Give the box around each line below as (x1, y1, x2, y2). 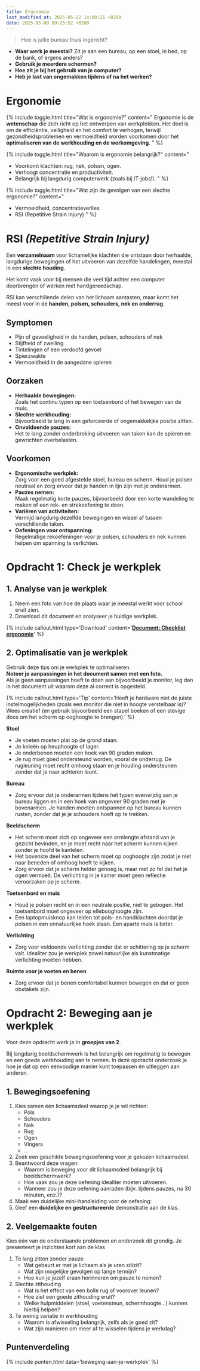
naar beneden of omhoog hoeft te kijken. (14, 858, 115, 866)
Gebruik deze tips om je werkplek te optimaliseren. (6, 664, 131, 671)
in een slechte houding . (6, 264, 66, 272)
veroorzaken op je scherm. (14, 878, 81, 885)
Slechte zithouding (14, 1281, 61, 1288)
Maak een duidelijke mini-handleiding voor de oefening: (14, 1198, 152, 1205)
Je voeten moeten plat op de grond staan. (14, 736, 118, 744)
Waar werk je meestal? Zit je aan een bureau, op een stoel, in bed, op (14, 48, 187, 55)
